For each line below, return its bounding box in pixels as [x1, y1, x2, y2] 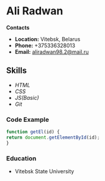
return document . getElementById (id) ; [6, 134, 100, 140]
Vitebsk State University [14, 167, 75, 174]
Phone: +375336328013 [14, 42, 76, 49]
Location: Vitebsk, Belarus [14, 35, 81, 42]
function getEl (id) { [6, 129, 60, 135]
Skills [6, 66, 27, 76]
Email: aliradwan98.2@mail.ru [14, 48, 89, 55]
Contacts [6, 24, 30, 31]
